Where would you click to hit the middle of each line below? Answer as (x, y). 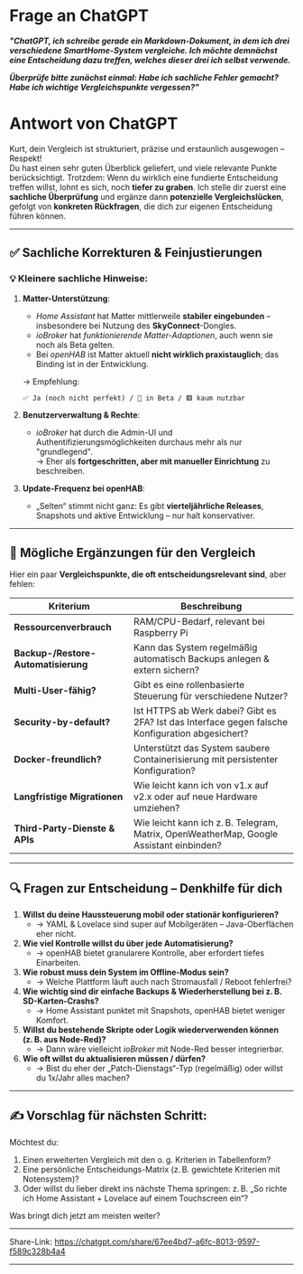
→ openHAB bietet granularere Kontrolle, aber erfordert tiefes (150, 953)
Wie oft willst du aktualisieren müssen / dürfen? (114, 1059)
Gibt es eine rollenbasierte (189, 685)
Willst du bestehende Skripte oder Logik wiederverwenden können (151, 1030)
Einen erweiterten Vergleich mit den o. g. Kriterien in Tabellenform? (147, 1159)
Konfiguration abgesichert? (191, 733)
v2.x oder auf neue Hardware (196, 797)
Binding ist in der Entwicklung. (92, 363)
